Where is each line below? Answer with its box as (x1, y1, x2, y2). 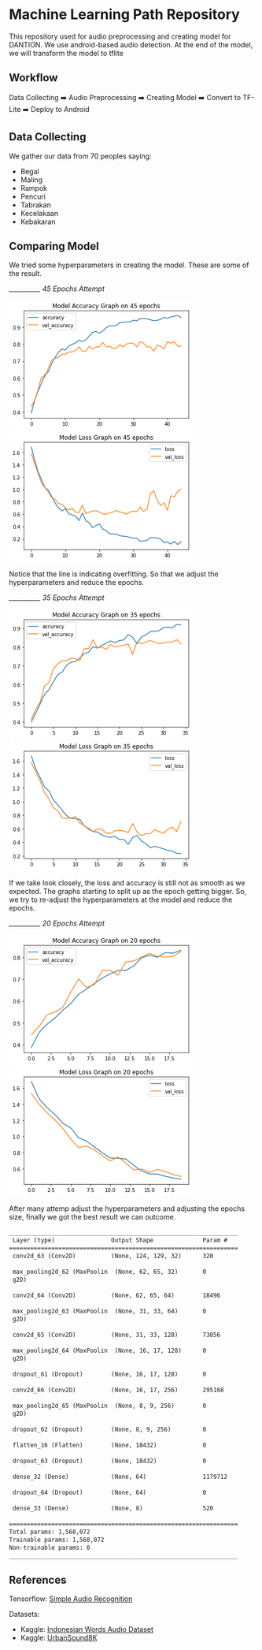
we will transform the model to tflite (9, 48, 124, 58)
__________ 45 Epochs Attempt (9, 284, 105, 293)
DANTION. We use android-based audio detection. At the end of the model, (9, 39, 253, 49)
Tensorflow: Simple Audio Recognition (9, 1594, 133, 1603)
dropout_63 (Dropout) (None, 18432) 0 (12, 1457, 207, 1466)
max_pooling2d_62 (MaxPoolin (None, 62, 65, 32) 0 (12, 1268, 207, 1276)
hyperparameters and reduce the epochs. (9, 578, 145, 587)
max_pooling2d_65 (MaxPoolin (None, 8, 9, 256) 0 (12, 1402, 207, 1410)
